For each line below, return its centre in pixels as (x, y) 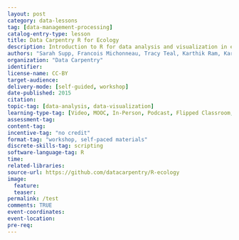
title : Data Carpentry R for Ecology (63, 40)
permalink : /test (33, 199)
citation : (22, 100)
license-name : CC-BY (38, 73)
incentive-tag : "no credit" (49, 133)
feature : (27, 185)
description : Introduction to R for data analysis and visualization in (117, 47)
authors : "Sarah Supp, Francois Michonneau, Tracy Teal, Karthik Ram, (114, 54)
